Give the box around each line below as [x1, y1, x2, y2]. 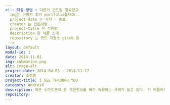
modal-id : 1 [5, 49, 30, 55]
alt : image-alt [5, 64, 37, 69]
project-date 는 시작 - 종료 [10, 17, 66, 22]
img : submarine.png [5, 59, 47, 64]
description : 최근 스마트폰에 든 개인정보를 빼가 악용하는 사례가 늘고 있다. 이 [5, 87, 151, 92]
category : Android [5, 82, 44, 87]
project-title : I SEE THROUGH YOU [5, 78, 78, 83]
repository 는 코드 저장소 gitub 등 [10, 36, 80, 41]
